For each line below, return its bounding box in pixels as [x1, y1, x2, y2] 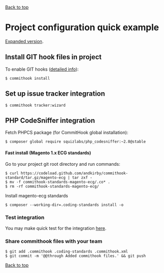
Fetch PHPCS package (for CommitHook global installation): [5, 130, 129, 136]
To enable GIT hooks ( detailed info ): [5, 66, 79, 72]
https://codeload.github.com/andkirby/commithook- [20, 170, 128, 176]
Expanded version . [5, 38, 44, 44]
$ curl [5, 170, 19, 176]
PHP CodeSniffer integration [5, 116, 95, 125]
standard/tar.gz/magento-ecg [5, 175, 66, 180]
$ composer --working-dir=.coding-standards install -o [5, 202, 124, 207]
